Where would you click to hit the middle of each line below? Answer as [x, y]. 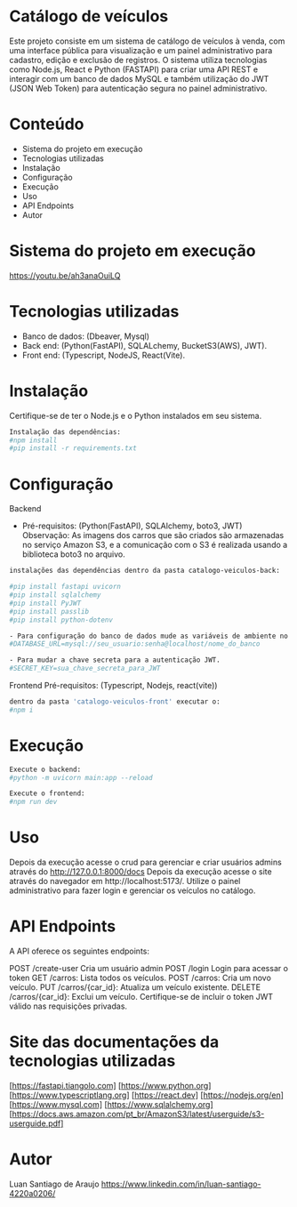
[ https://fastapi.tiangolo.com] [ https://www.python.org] [110, 1086]
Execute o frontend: [48, 793]
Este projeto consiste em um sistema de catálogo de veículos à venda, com [147, 41]
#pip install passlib [49, 611]
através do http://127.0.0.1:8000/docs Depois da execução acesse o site [141, 872]
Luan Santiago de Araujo [54, 1184]
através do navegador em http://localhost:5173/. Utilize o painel [125, 881]
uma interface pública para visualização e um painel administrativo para [141, 50]
